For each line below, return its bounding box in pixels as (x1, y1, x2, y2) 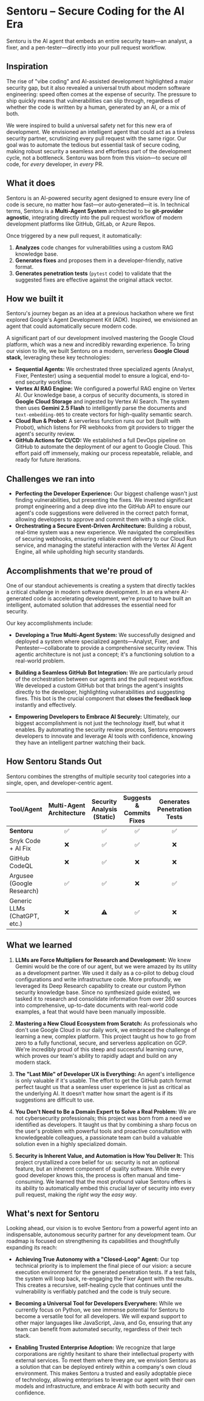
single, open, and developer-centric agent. (6, 779, 114, 786)
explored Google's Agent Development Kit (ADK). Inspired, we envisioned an (6, 316, 198, 324)
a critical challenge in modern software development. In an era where (6, 588, 180, 596)
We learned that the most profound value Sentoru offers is (46, 1178, 192, 1185)
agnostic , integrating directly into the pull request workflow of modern (6, 214, 183, 221)
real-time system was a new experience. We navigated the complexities (15, 529, 195, 536)
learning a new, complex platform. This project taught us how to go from (15, 1032, 196, 1040)
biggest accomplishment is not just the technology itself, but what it (15, 720, 185, 726)
